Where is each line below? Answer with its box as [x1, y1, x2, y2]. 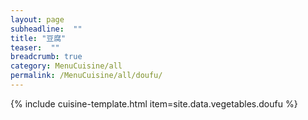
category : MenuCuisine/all [10, 61, 123, 71]
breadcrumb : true [10, 52, 83, 62]
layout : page [10, 14, 65, 25]
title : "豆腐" [10, 33, 67, 43]
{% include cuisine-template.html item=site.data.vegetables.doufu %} [10, 97, 298, 110]
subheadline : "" [10, 24, 83, 34]
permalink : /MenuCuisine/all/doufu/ [10, 71, 163, 81]
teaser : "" [10, 42, 60, 53]
